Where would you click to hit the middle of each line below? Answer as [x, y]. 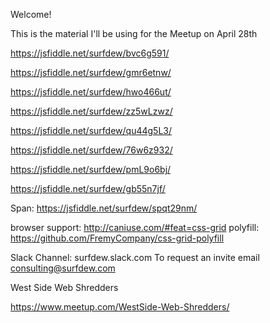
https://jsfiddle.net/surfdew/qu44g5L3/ [91, 130]
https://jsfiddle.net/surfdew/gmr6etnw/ [91, 72]
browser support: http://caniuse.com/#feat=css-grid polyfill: [135, 227]
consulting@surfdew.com [63, 268]
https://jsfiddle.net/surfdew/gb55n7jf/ [88, 188]
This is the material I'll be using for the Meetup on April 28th [134, 33]
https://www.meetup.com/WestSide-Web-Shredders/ [120, 307]
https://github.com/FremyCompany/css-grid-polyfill [117, 238]
